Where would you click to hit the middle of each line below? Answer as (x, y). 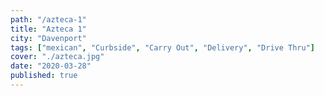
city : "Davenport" (48, 38)
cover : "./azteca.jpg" (57, 57)
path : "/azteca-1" (48, 19)
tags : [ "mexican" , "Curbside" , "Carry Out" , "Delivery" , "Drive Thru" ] (162, 47)
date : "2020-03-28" (51, 66)
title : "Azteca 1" (48, 29)
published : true (44, 76)
